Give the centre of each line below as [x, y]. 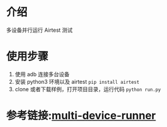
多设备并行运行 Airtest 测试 [40, 30]
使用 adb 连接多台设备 [42, 74]
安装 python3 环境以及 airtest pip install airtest [77, 81]
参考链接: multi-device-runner [81, 116]
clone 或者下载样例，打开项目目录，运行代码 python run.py [88, 89]
